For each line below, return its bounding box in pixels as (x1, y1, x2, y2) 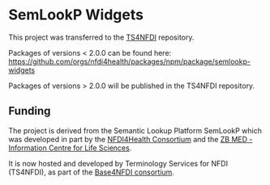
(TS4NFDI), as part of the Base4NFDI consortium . (8, 167, 174, 177)
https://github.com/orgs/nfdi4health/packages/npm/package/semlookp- (8, 57, 251, 66)
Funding (8, 104, 51, 118)
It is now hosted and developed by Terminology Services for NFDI (8, 158, 229, 168)
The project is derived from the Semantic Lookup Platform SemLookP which (8, 125, 262, 135)
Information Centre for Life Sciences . (8, 143, 132, 153)
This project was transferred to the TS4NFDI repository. (8, 32, 195, 42)
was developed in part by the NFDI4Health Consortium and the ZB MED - (8, 134, 253, 144)
